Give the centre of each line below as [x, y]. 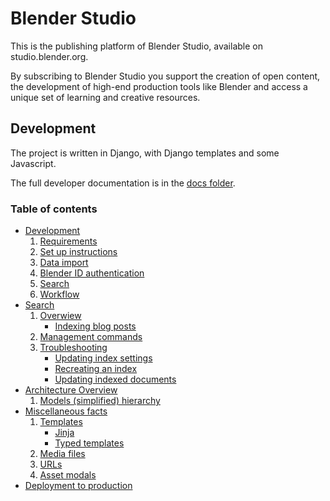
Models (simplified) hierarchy [100, 401]
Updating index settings [103, 358]
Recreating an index [96, 369]
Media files [62, 454]
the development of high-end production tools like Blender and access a [159, 86]
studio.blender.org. [49, 56]
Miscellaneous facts [66, 411]
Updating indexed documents [115, 379]
